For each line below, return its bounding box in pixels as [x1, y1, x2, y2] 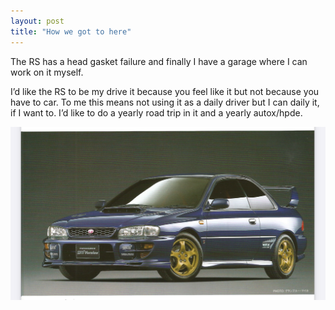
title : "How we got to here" [10, 26, 132, 37]
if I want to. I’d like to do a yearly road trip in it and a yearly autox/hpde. [10, 106, 303, 119]
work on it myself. [10, 66, 84, 78]
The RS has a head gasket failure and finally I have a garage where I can [10, 55, 308, 67]
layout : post [10, 16, 65, 26]
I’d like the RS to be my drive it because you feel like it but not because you [10, 85, 320, 97]
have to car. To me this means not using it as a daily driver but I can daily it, [10, 96, 320, 108]
